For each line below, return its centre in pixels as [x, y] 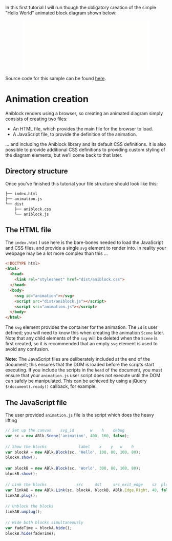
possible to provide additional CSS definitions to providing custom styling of [85, 150]
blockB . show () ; [21, 474]
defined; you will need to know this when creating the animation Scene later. [85, 333]
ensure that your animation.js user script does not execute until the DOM [83, 376]
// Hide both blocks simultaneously [44, 523]
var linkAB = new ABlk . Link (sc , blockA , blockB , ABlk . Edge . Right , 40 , [82, 490]
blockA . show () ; [21, 458]
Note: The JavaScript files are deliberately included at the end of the [78, 359]
